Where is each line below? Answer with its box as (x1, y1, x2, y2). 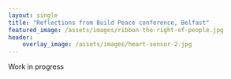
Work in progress (8, 62, 65, 71)
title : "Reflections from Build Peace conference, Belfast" (8, 19, 211, 27)
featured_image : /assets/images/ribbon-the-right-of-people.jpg (8, 26, 224, 34)
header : (8, 33, 34, 41)
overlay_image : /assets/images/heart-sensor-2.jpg (22, 41, 192, 48)
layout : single (8, 11, 58, 20)
